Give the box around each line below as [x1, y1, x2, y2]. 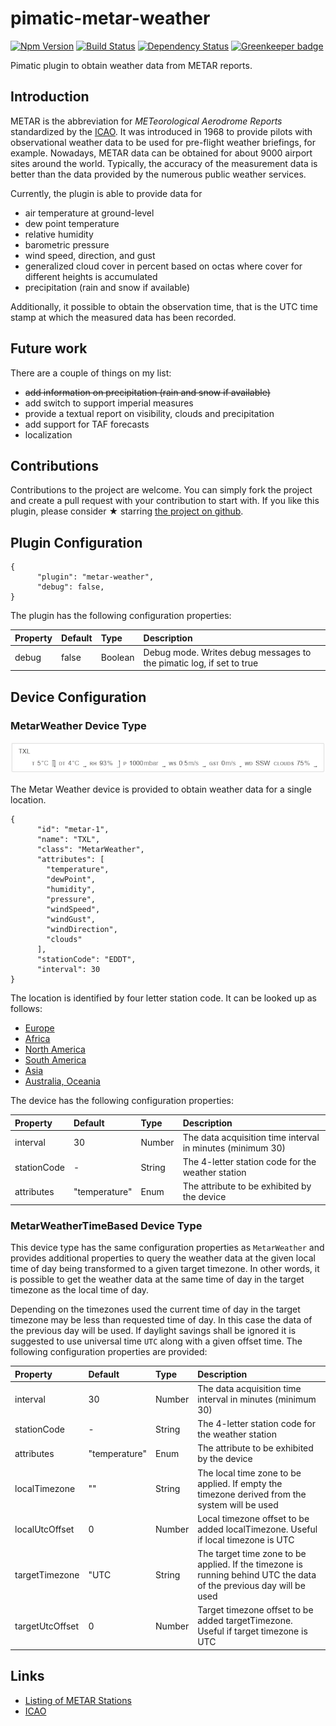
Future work [10, 340, 88, 357]
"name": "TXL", [36, 835, 101, 845]
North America [24, 1043, 86, 1056]
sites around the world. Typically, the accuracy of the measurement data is [10, 157, 318, 169]
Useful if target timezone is [197, 1625, 308, 1637]
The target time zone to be [197, 1548, 307, 1560]
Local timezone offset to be [197, 1512, 310, 1524]
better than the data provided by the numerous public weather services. [10, 168, 307, 180]
